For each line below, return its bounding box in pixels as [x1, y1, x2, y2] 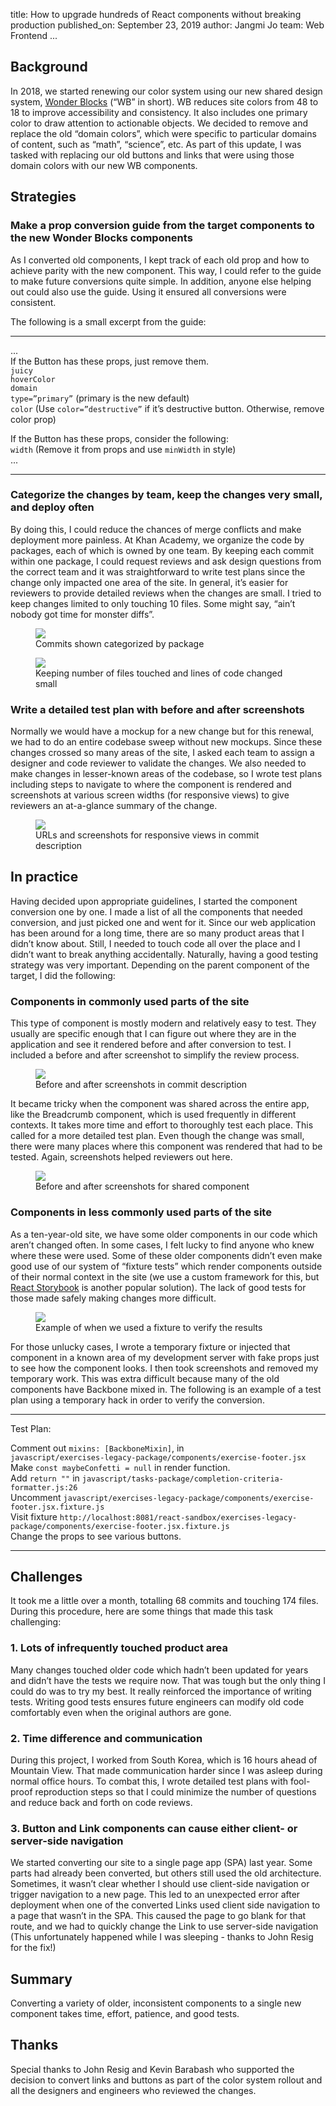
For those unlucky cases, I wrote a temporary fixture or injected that [10, 1340, 291, 1353]
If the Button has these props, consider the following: [10, 432, 229, 444]
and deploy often [10, 500, 95, 514]
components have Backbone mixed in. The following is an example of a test [10, 1383, 322, 1395]
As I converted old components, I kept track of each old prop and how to [10, 254, 310, 266]
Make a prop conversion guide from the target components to [10, 219, 315, 233]
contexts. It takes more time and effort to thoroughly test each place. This [10, 1119, 314, 1131]
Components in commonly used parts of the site [10, 994, 250, 1008]
